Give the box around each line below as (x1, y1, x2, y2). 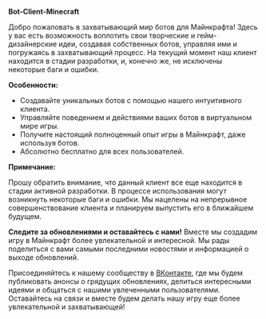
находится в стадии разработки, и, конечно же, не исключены (8, 56, 223, 66)
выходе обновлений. (8, 253, 79, 262)
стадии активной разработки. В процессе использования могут (8, 186, 227, 195)
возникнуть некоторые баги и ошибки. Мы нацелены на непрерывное (8, 195, 248, 204)
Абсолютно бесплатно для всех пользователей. (19, 147, 185, 156)
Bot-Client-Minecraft (8, 7, 80, 16)
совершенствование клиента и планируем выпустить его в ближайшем (8, 203, 254, 213)
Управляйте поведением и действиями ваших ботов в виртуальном (19, 113, 252, 122)
